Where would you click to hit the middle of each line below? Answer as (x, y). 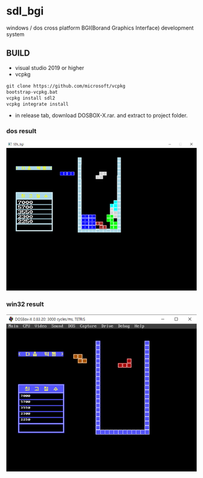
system (15, 34)
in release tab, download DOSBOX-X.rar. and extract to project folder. (101, 115)
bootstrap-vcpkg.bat (32, 92)
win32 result (25, 304)
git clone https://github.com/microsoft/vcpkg (66, 86)
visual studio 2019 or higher (50, 68)
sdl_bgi (25, 11)
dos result (21, 131)
